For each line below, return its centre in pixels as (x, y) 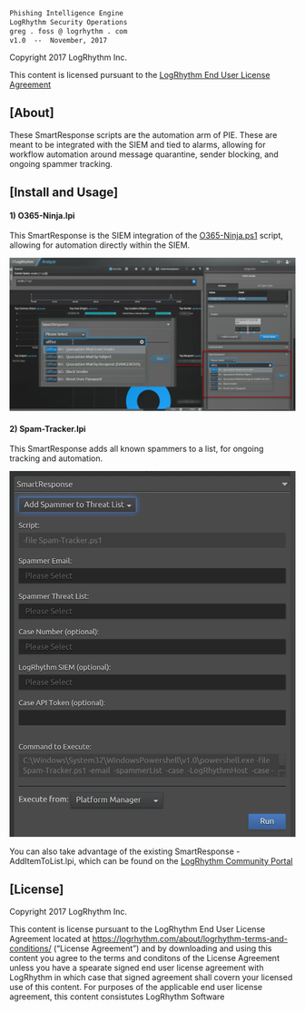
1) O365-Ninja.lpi (42, 215)
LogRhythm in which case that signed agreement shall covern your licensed (151, 977)
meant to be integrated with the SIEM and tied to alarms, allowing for (138, 144)
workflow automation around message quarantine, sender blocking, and (144, 154)
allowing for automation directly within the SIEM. (100, 245)
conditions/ (30, 948)
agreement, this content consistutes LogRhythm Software (117, 996)
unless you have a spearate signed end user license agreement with (137, 967)
